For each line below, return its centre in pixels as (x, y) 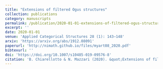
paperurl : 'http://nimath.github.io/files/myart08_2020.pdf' (68, 46)
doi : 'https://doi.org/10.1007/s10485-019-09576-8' (58, 55)
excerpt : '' (17, 28)
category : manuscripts (28, 18)
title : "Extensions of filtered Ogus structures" (56, 9)
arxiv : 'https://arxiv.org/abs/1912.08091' (50, 41)
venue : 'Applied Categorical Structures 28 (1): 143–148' (65, 37)
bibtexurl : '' (19, 50)
